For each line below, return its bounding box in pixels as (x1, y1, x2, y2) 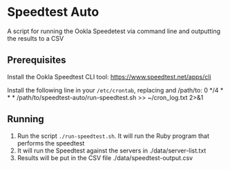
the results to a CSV (7, 34, 64, 42)
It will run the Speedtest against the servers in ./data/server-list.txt (17, 146, 207, 155)
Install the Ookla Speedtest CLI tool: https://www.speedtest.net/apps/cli (7, 72, 212, 81)
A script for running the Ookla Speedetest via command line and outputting (7, 27, 221, 35)
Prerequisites (7, 54, 66, 66)
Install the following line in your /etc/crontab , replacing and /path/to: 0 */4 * (7, 86, 224, 94)
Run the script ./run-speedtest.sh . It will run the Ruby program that (17, 132, 209, 140)
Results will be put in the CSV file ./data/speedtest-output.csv (17, 153, 193, 162)
